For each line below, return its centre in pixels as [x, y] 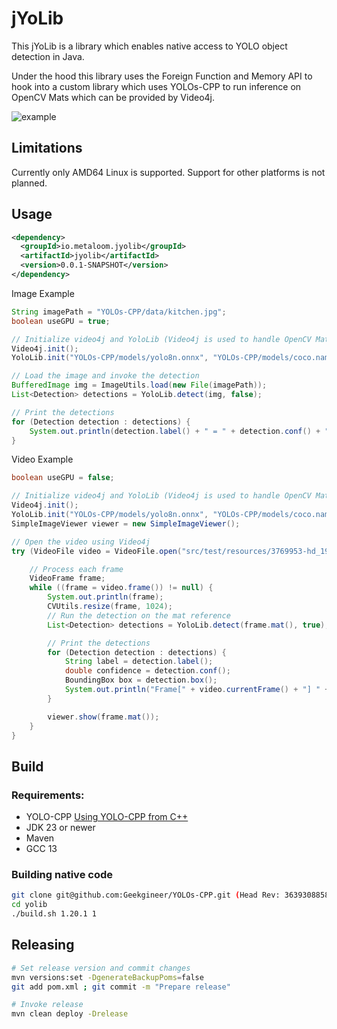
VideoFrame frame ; [67, 578]
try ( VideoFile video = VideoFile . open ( [97, 551]
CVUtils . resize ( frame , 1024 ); [110, 607]
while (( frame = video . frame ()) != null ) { [121, 588]
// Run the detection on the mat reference [139, 615]
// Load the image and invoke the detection [105, 376]
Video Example [42, 459]
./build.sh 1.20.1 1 [54, 914]
